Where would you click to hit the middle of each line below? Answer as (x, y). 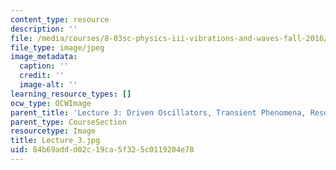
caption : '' (44, 66)
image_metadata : (44, 57)
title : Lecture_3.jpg (55, 141)
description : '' (44, 29)
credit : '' (42, 76)
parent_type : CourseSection (69, 122)
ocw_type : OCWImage (51, 103)
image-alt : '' (48, 85)
